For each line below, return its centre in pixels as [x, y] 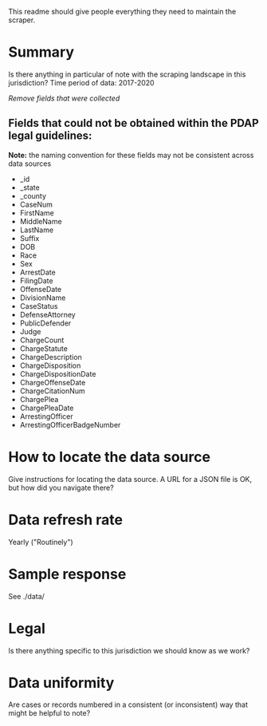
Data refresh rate [66, 520]
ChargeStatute [43, 348]
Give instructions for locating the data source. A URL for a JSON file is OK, [130, 479]
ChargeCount [42, 340]
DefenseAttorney [47, 314]
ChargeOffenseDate [53, 382]
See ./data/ [27, 596]
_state [29, 187]
